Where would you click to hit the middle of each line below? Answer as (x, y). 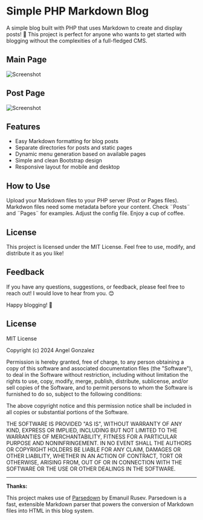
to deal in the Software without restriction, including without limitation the (97, 374)
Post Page (26, 93)
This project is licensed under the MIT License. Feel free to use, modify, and (101, 247)
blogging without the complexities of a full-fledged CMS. (77, 40)
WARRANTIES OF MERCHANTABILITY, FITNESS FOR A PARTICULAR (92, 437)
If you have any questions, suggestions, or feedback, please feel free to (96, 287)
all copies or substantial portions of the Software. (67, 412)
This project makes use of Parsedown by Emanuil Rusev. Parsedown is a (96, 498)
